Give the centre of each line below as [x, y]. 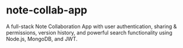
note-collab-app [47, 10]
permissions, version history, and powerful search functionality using [89, 32]
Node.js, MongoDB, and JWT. [42, 39]
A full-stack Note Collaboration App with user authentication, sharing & [91, 26]
